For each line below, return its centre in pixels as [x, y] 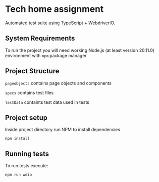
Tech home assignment [54, 9]
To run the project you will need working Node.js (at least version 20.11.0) [80, 50]
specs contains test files [29, 92]
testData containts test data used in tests [47, 102]
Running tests [27, 154]
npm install [17, 139]
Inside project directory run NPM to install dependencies [63, 130]
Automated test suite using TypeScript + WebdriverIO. [60, 23]
